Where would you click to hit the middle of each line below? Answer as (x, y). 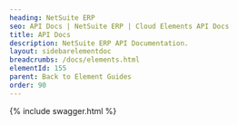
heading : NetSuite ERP (52, 18)
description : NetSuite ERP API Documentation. (99, 43)
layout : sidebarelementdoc (60, 52)
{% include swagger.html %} (63, 111)
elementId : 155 (38, 69)
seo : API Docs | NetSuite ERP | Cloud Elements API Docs (119, 26)
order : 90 (28, 85)
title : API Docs (40, 34)
